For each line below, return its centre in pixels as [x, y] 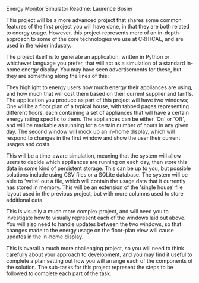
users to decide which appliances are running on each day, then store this [97, 162]
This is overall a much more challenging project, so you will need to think [95, 248]
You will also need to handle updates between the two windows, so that [94, 224]
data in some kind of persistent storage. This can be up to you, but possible [99, 168]
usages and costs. [29, 144]
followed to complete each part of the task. [59, 273]
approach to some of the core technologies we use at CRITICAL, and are [95, 39]
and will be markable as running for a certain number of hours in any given [97, 125]
